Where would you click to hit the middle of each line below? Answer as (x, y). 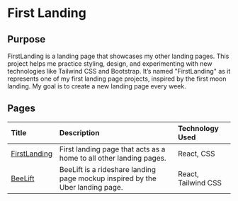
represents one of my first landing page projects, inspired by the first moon (117, 79)
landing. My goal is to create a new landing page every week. (97, 86)
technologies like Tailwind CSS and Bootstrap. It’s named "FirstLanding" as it (119, 71)
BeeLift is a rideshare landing (108, 169)
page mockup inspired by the (108, 178)
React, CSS (197, 154)
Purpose (27, 39)
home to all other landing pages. (113, 158)
